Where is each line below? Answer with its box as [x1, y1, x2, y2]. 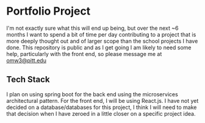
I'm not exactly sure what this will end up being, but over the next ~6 [6, 24, 179, 32]
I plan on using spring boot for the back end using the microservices [6, 90, 178, 98]
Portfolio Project [6, 4, 91, 18]
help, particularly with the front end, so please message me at [6, 50, 162, 57]
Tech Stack [6, 74, 50, 85]
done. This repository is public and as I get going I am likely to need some [6, 44, 192, 51]
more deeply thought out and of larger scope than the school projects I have [6, 37, 198, 44]
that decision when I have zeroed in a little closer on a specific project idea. [6, 110, 196, 117]
